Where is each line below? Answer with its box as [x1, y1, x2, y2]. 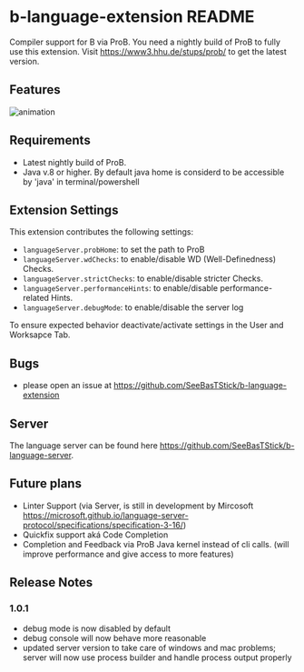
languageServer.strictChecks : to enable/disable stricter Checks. [22, 273, 263, 284]
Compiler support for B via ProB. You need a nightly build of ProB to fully [9, 36, 281, 47]
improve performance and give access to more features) [22, 548, 234, 559]
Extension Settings [9, 202, 119, 217]
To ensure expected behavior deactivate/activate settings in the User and [9, 320, 284, 331]
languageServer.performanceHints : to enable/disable [22, 283, 219, 294]
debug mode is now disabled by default [22, 623, 171, 634]
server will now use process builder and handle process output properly [22, 652, 292, 663]
